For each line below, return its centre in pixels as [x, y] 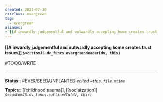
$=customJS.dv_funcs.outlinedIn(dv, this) [49, 95]
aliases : [14, 28]
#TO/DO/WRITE [21, 63]
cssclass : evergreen [26, 14]
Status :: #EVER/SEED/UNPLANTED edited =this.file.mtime [65, 81]
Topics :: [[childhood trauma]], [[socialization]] [51, 90]
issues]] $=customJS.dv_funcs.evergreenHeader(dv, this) [63, 52]
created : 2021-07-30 [26, 9]
